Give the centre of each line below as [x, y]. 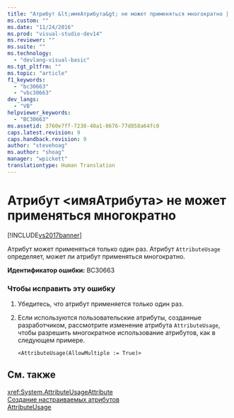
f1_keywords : [27, 80]
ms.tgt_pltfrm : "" [34, 67]
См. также [32, 375]
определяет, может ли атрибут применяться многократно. [96, 256]
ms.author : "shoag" [36, 152]
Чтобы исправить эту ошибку [61, 288]
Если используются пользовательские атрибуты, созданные [109, 317]
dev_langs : [23, 100]
